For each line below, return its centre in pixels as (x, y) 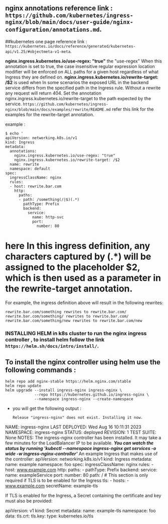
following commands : (41, 370)
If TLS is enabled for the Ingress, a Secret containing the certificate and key (83, 496)
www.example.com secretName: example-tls (52, 486)
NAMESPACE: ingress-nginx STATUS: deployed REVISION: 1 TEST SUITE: (81, 432)
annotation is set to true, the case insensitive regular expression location (80, 66)
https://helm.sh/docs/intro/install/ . (52, 346)
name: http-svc (48, 217)
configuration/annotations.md (52, 30)
